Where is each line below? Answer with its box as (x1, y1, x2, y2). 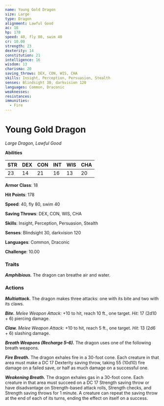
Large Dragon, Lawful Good (5, 140, 62, 146)
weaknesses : (5, 89, 29, 94)
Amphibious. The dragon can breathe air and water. (5, 272, 111, 278)
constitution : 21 (5, 52, 41, 58)
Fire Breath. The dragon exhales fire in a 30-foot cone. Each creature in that (5, 354, 159, 360)
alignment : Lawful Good (5, 21, 54, 26)
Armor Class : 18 (5, 182, 38, 188)
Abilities (5, 150, 23, 155)
